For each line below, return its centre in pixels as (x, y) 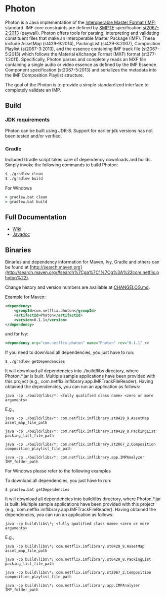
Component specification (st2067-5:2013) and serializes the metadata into (81, 69)
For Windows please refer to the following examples (58, 471)
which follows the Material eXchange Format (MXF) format (81, 54)
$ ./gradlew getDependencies (35, 362)
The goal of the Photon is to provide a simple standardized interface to (77, 84)
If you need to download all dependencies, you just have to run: (70, 352)
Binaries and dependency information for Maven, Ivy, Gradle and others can (82, 262)
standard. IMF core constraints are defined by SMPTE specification (73, 27)
